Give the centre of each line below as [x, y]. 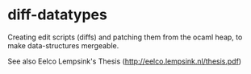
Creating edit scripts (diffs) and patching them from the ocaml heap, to [125, 37]
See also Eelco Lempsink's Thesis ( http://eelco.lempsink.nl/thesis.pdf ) [125, 61]
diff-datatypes [58, 15]
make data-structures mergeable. [63, 45]
